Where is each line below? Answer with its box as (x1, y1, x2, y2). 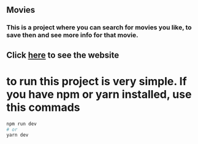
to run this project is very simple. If (6, 74, 187, 88)
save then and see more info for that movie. (6, 31, 139, 39)
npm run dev (6, 121, 37, 127)
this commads (6, 100, 80, 114)
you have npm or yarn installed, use (6, 87, 192, 101)
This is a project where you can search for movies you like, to (6, 23, 192, 32)
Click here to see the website (6, 50, 120, 60)
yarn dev (6, 132, 29, 138)
